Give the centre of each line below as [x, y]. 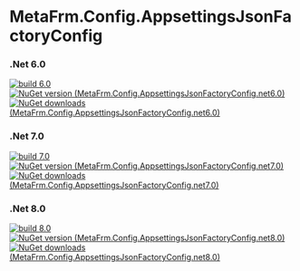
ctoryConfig [56, 36]
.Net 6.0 [28, 64]
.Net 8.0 [28, 208]
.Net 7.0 [27, 136]
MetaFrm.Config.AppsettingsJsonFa [150, 17]
